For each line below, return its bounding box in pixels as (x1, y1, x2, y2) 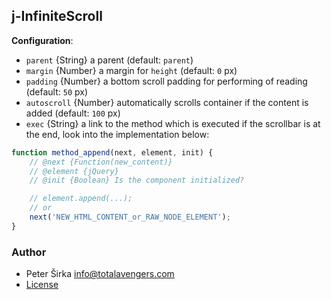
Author (11, 245, 47, 259)
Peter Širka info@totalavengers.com (25, 268, 175, 280)
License (25, 279, 59, 291)
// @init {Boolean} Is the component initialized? (29, 175, 245, 186)
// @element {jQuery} (29, 166, 119, 176)
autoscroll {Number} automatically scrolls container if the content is (25, 96, 309, 108)
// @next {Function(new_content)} (29, 157, 173, 167)
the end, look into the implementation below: (25, 128, 210, 140)
